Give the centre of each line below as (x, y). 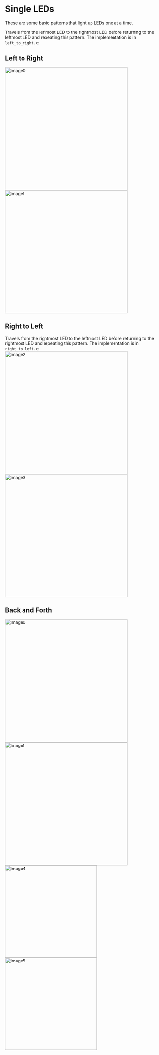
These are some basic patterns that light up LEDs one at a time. (69, 23)
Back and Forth (29, 610)
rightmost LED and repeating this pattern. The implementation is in (72, 343)
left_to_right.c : (22, 42)
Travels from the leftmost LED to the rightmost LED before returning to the (79, 32)
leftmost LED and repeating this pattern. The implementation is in (70, 37)
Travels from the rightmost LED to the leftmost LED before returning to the (79, 338)
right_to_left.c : (22, 348)
